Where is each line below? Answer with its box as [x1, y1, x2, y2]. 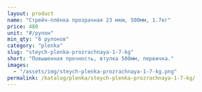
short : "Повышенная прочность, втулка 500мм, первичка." [7, 55, 174, 62]
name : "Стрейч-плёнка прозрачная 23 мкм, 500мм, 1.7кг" [7, 17, 171, 24]
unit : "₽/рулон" [7, 29, 54, 37]
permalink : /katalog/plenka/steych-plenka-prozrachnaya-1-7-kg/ [7, 74, 196, 82]
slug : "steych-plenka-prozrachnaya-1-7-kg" [7, 49, 134, 56]
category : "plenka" [7, 42, 63, 49]
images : [7, 62, 30, 68]
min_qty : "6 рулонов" [7, 36, 70, 43]
